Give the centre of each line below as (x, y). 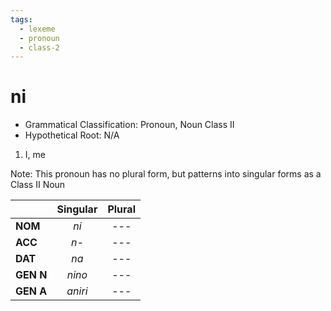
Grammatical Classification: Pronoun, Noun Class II (129, 125)
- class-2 (39, 47)
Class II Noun (38, 185)
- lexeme (37, 29)
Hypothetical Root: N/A (72, 135)
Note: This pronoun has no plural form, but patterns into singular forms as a (166, 174)
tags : (21, 19)
